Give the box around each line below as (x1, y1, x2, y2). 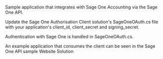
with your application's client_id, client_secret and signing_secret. (5, 24, 140, 30)
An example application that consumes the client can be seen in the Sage (5, 43, 156, 49)
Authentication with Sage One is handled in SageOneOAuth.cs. (5, 34, 134, 39)
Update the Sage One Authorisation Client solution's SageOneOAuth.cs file (5, 19, 159, 25)
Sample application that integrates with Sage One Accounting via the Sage (5, 4, 158, 10)
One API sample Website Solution (5, 49, 74, 54)
